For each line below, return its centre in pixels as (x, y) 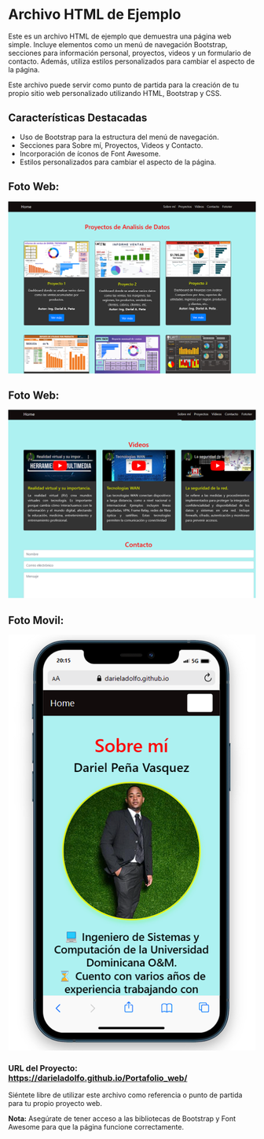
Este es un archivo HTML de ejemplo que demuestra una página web (120, 36)
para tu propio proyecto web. (55, 1104)
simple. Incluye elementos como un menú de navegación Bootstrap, (118, 44)
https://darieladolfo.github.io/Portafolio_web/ (98, 1078)
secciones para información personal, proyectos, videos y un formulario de (130, 53)
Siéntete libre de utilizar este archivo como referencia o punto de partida (125, 1095)
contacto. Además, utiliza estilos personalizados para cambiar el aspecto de (132, 61)
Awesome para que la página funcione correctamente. (96, 1127)
